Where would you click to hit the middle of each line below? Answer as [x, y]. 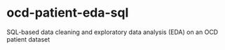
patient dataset [28, 39]
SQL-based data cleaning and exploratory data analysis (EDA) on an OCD [112, 32]
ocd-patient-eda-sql [68, 13]
